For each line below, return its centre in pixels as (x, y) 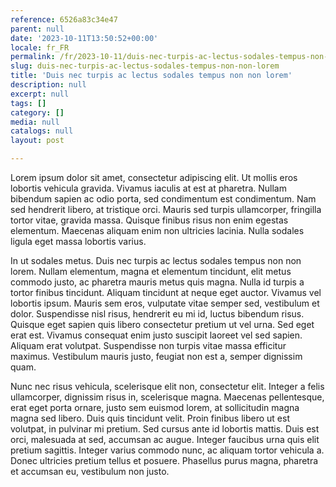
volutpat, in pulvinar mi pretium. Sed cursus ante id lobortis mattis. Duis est (165, 429)
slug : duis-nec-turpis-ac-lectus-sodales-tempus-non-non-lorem (145, 66)
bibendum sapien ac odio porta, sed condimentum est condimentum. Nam (163, 199)
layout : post (37, 141)
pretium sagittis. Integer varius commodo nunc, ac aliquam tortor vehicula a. (167, 450)
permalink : (33, 57)
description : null (48, 85)
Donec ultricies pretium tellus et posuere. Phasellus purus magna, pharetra (164, 460)
